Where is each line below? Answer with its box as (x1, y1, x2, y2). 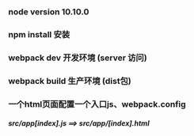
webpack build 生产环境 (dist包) (8, 75, 132, 86)
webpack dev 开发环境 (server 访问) (8, 52, 148, 63)
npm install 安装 (8, 28, 70, 40)
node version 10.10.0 (8, 6, 89, 17)
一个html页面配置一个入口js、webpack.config (8, 98, 186, 109)
